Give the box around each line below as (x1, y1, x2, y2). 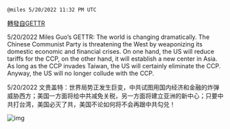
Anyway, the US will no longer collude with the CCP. (7, 69, 154, 77)
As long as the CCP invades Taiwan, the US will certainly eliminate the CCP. (7, 62, 221, 70)
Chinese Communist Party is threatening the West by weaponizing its (7, 40, 203, 48)
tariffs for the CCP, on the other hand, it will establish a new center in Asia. (7, 55, 218, 63)
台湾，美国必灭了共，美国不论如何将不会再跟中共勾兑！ (19, 100, 176, 109)
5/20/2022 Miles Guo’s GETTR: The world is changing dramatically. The (7, 33, 210, 41)
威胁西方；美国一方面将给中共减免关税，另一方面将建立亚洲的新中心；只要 (7, 92, 218, 100)
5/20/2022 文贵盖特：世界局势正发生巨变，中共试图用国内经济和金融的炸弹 (7, 83, 220, 91)
